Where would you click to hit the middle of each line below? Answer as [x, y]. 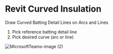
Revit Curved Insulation [53, 9]
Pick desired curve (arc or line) [43, 37]
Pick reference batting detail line [44, 32]
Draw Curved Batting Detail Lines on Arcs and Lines [57, 22]
